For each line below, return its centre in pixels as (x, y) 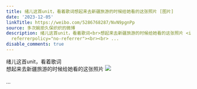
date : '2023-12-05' (30, 17)
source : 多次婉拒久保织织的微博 (41, 28)
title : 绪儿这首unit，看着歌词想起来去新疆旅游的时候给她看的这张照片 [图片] (90, 11)
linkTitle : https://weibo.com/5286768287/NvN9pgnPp (70, 22)
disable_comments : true (35, 44)
